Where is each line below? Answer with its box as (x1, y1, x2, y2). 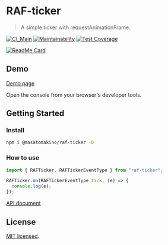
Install (6, 126, 25, 135)
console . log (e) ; (11, 183, 52, 189)
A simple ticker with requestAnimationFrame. (20, 24, 131, 31)
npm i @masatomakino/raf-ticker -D (6, 139, 94, 146)
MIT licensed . (6, 233, 40, 240)
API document (6, 200, 41, 207)
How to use (6, 154, 40, 162)
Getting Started (6, 109, 65, 119)
